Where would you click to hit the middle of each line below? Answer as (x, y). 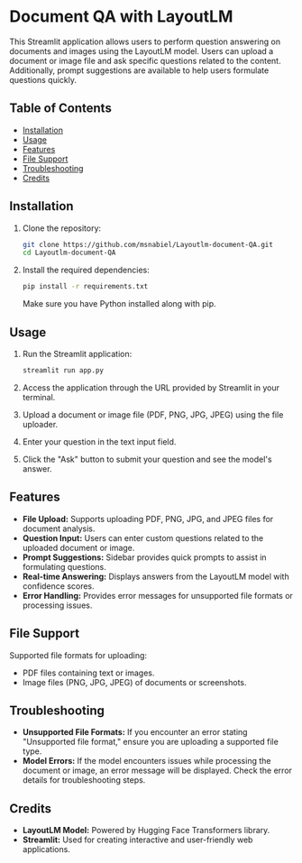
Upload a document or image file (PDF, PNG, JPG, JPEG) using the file (153, 414)
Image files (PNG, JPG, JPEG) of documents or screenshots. (134, 682)
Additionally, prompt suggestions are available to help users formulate (139, 70)
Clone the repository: (62, 228)
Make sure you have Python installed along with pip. (119, 304)
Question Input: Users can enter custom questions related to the (143, 537)
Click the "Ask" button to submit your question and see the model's (147, 459)
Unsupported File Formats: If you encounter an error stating (135, 732)
